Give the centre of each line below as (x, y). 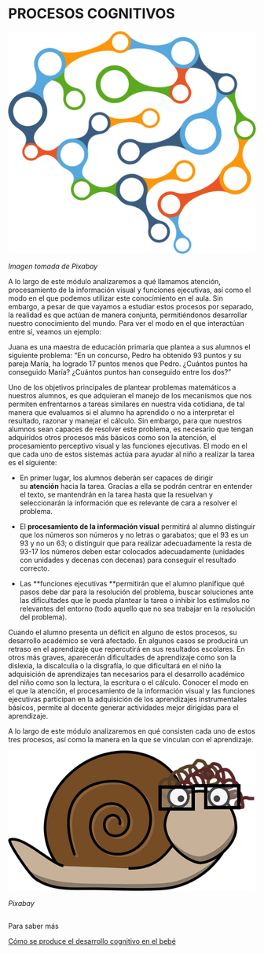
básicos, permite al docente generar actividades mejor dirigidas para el (123, 707)
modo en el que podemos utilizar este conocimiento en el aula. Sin (116, 298)
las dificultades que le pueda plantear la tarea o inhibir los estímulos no (134, 600)
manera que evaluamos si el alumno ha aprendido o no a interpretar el (121, 412)
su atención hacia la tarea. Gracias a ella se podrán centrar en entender (136, 486)
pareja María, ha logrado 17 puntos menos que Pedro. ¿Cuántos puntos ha (128, 364)
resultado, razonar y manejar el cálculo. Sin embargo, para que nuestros (125, 420)
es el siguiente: (33, 462)
